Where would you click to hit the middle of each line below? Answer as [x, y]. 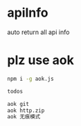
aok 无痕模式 [24, 117]
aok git [18, 104]
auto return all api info [38, 32]
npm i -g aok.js [30, 79]
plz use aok [40, 60]
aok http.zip [26, 110]
